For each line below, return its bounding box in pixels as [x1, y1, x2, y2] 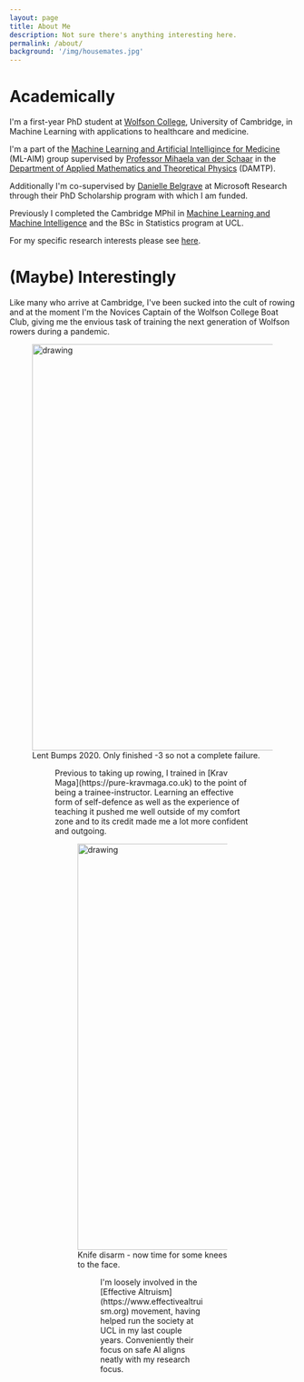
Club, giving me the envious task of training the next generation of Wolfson [9, 316, 290, 327]
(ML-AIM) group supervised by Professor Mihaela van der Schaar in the [9, 154, 277, 165]
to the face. [77, 1259, 121, 1269]
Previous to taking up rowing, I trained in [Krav [54, 767, 229, 778]
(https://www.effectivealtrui [100, 1297, 203, 1307]
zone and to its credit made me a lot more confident [54, 816, 249, 826]
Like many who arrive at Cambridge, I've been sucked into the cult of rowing [9, 297, 295, 307]
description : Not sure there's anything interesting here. [9, 30, 238, 39]
